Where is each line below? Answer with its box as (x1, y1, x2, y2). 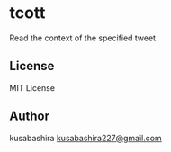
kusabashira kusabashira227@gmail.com (9, 132, 162, 143)
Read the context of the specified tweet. (9, 32, 158, 43)
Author (9, 109, 49, 124)
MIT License (9, 82, 56, 93)
